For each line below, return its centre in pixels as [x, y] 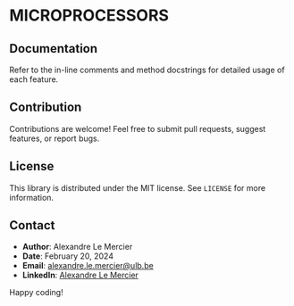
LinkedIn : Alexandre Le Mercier [80, 275]
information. [32, 197]
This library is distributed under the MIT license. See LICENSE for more [138, 187]
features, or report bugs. [55, 138]
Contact [32, 225]
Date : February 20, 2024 [68, 256]
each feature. [34, 79]
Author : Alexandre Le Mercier [77, 247]
